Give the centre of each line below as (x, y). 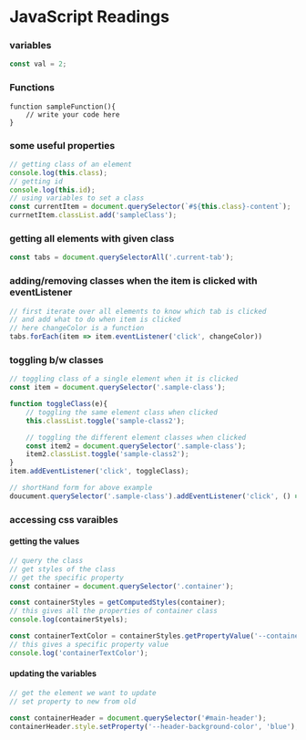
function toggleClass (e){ (58, 404)
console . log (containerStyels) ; (69, 620)
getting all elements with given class (92, 239)
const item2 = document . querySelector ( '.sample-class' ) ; (136, 446)
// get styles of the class (63, 569)
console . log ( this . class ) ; (58, 172)
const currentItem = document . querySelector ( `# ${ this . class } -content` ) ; (150, 207)
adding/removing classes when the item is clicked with (133, 281)
